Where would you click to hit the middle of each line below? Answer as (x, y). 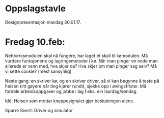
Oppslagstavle (36, 9)
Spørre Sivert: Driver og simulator (39, 110)
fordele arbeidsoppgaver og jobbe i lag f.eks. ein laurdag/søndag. (71, 91)
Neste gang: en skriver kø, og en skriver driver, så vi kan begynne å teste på (82, 81)
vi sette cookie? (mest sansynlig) (38, 71)
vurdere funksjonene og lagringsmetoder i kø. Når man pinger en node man (82, 61)
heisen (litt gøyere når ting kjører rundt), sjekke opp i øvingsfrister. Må (76, 86)
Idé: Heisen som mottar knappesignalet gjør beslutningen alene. (70, 101)
